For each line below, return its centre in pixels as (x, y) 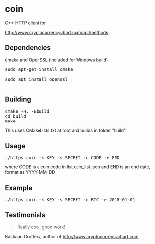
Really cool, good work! (41, 227)
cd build (16, 116)
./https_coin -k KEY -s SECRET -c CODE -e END (62, 158)
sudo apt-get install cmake (39, 69)
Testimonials (25, 215)
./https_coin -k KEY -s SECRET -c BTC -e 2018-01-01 (70, 200)
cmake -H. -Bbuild (27, 111)
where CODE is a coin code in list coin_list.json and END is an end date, (78, 167)
